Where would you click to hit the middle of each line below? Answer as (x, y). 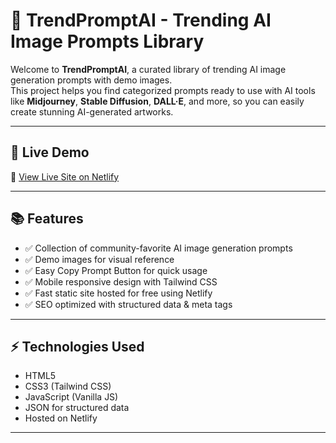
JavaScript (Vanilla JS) (71, 397)
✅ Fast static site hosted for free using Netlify (118, 293)
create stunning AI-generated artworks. (92, 111)
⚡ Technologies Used (77, 346)
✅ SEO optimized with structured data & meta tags (128, 304)
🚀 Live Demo (50, 152)
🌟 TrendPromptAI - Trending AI (141, 20)
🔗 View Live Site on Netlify (65, 176)
